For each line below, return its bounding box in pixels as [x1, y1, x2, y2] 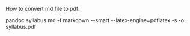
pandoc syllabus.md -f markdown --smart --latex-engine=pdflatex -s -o [5, 17, 185, 23]
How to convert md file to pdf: [5, 5, 80, 12]
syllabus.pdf [5, 23, 37, 30]
